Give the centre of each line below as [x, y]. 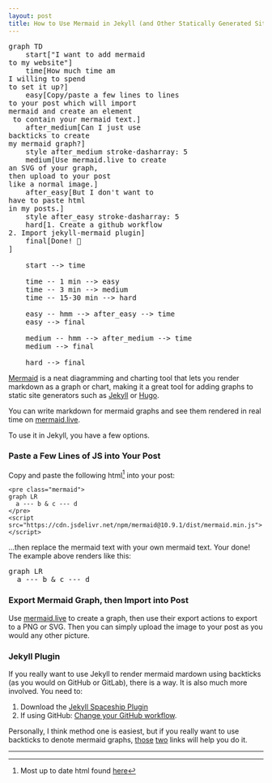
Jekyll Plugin [34, 656]
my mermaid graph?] [47, 143]
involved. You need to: [46, 691]
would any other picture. [49, 635]
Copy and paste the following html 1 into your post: [92, 474]
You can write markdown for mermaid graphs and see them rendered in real [135, 411]
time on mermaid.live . [45, 419]
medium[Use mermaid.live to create [96, 160]
